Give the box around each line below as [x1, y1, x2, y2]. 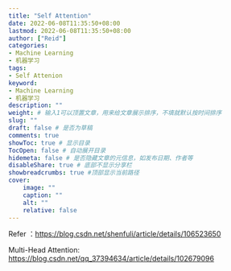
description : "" [8, 101, 63, 109]
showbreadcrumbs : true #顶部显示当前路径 [8, 169, 139, 177]
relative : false [23, 206, 78, 214]
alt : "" [23, 199, 48, 207]
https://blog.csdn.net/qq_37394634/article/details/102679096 [8, 254, 215, 264]
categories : [8, 42, 48, 50]
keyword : [8, 79, 38, 87]
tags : [8, 64, 27, 72]
